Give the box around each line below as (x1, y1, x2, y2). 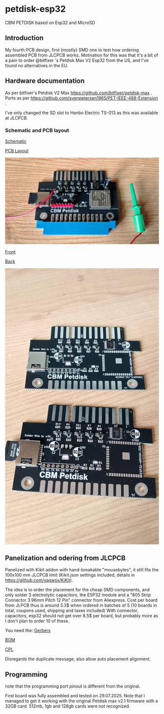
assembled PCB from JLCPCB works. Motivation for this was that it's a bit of (5, 52, 159, 58)
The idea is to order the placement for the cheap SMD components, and (5, 587, 150, 593)
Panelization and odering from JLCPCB (5, 554, 126, 562)
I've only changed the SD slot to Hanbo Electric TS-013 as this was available (5, 109, 159, 116)
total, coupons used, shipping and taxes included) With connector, (5, 608, 139, 613)
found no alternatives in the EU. (5, 62, 68, 68)
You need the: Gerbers (5, 628, 51, 634)
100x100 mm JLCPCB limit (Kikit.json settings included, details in (5, 572, 135, 578)
